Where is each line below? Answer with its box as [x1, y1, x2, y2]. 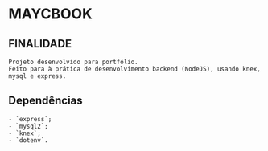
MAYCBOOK [8, 5, 93, 23]
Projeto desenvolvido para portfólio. [8, 58, 138, 66]
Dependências [8, 94, 83, 108]
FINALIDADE [8, 37, 72, 51]
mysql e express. [8, 72, 67, 80]
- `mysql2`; [8, 122, 48, 130]
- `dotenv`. [8, 136, 48, 145]
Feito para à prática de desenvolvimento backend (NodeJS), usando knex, [8, 65, 262, 73]
